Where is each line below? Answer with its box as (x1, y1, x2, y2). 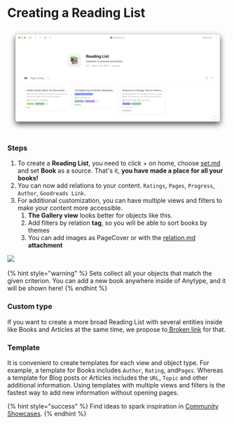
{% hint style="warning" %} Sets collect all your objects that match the (7, 269, 212, 278)
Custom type (7, 302, 53, 312)
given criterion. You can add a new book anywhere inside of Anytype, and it (7, 277, 226, 285)
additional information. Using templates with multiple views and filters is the (7, 381, 226, 390)
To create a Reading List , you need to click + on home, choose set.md (17, 159, 221, 168)
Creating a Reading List (7, 5, 146, 21)
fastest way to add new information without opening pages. (7, 388, 179, 397)
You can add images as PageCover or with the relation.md (27, 234, 196, 242)
